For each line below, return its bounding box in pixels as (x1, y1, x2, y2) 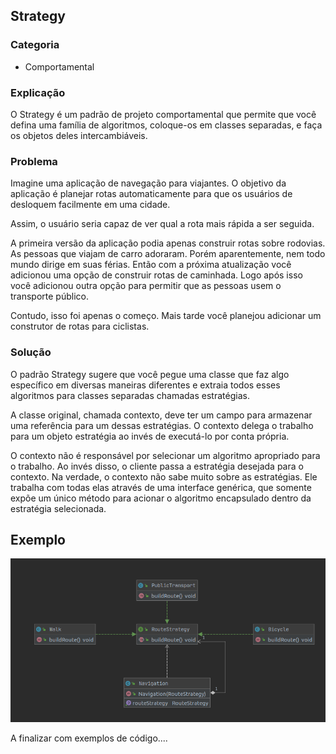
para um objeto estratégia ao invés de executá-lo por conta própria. (10, 430, 290, 442)
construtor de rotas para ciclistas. (10, 320, 150, 333)
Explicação (10, 85, 66, 99)
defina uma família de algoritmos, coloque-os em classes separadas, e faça (10, 119, 323, 131)
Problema (10, 154, 58, 168)
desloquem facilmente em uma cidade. (10, 199, 171, 211)
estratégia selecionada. (10, 502, 107, 514)
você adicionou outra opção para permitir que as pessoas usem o (10, 280, 282, 292)
